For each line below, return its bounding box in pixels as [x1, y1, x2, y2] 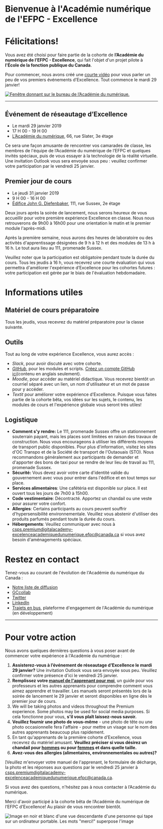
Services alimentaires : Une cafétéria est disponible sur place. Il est [12, 485, 147, 491]
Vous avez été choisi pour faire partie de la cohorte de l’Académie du [5, 52, 144, 58]
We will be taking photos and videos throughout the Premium [12, 703, 134, 709]
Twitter [12, 595, 27, 601]
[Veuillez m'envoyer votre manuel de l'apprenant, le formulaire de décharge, [5, 759, 157, 765]
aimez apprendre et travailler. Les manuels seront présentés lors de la [12, 688, 152, 694]
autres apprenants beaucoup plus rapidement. [12, 729, 105, 735]
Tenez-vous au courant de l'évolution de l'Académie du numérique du [5, 570, 145, 576]
